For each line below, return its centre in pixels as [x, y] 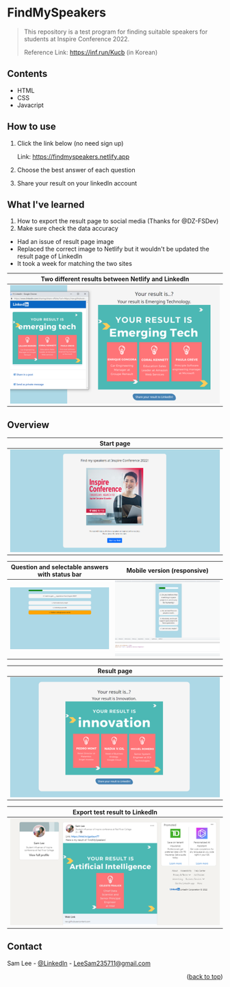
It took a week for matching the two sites [74, 264]
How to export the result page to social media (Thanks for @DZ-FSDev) [118, 221]
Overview [28, 425]
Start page [115, 443]
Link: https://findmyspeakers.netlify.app [73, 157]
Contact [25, 947]
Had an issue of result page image [65, 242]
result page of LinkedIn [50, 256]
